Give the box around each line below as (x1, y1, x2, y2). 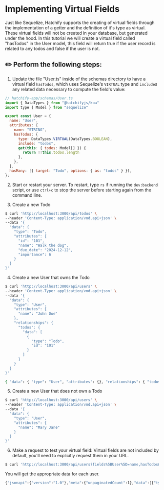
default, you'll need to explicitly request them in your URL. (12, 453, 129, 459)
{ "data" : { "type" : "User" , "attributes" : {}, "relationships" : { (5, 379, 145, 384)
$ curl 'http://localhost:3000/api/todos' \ (5, 211, 97, 216)
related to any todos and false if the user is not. (5, 46, 100, 51)
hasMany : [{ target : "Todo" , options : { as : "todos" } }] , (9, 168, 132, 173)
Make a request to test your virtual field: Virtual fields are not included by (12, 447, 159, 453)
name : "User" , (9, 118, 38, 123)
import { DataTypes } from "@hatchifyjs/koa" (5, 100, 99, 105)
